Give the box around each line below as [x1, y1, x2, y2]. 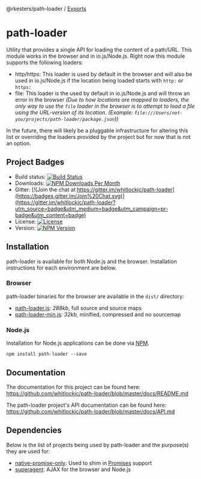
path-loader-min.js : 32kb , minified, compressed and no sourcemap [14, 311, 181, 318]
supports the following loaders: [6, 58, 83, 66]
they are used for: [6, 448, 50, 455]
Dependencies [6, 425, 62, 436]
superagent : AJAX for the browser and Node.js [14, 466, 131, 473]
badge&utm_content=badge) [14, 211, 86, 218]
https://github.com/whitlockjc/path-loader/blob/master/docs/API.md [6, 407, 175, 415]
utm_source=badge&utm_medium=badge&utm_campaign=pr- [14, 205, 169, 212]
